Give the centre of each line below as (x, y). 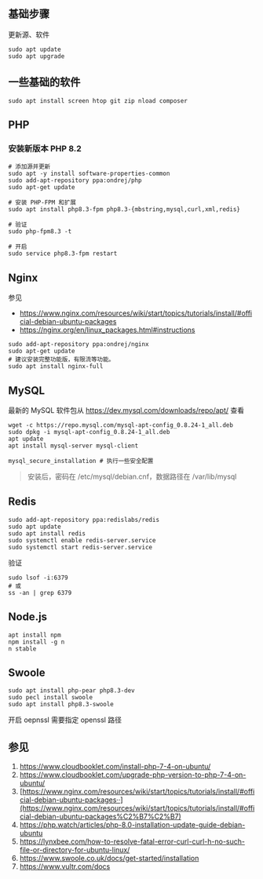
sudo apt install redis (47, 533)
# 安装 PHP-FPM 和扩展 (42, 202)
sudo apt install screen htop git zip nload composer (98, 100)
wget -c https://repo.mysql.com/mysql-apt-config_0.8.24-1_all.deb (121, 425)
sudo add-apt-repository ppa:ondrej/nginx (79, 345)
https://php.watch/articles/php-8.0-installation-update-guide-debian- (132, 825)
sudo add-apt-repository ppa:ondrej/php (75, 181)
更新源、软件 (29, 35)
